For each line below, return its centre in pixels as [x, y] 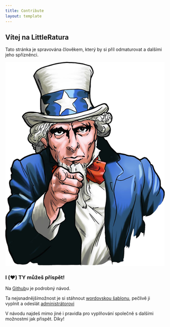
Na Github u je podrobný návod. [38, 288]
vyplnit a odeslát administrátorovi [40, 304]
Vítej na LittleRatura [37, 37]
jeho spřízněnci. [22, 55]
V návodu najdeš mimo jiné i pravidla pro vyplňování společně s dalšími [79, 314]
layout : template [24, 16]
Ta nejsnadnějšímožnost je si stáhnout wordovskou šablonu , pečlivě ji [78, 298]
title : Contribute [25, 11]
